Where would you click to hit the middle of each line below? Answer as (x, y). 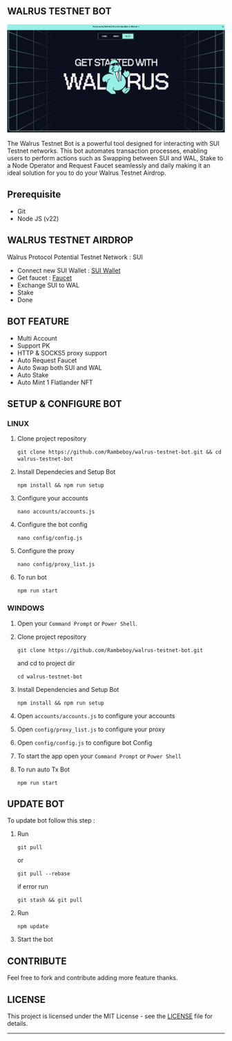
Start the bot (35, 939)
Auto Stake (33, 375)
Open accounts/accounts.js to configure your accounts (96, 715)
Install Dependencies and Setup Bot (68, 689)
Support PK (33, 346)
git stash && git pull (50, 900)
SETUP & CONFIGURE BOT (65, 404)
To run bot (32, 577)
